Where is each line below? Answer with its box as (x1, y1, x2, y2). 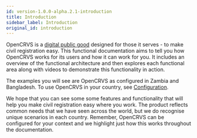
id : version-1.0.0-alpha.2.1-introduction (6, 8, 112, 15)
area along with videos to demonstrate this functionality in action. (6, 66, 165, 73)
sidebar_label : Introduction (6, 19, 78, 25)
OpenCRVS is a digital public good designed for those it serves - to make (6, 41, 184, 48)
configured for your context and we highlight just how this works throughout (6, 120, 192, 127)
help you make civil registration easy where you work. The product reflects (6, 101, 188, 109)
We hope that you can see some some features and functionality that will (6, 95, 183, 102)
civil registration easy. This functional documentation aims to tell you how (6, 48, 185, 55)
